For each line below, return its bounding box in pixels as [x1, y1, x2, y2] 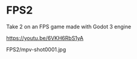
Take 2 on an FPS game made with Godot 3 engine [6, 23, 132, 30]
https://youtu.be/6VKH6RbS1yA [6, 34, 84, 41]
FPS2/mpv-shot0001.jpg [6, 45, 66, 53]
